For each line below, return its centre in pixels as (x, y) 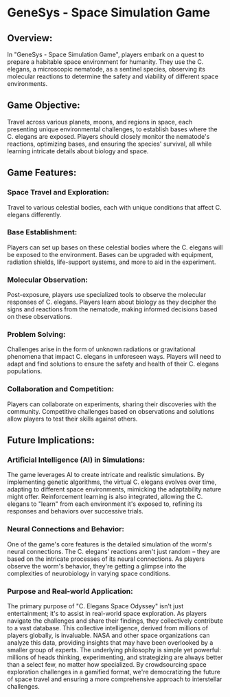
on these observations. (39, 317)
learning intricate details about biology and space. (78, 151)
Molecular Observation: (47, 280)
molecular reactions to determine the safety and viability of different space (113, 76)
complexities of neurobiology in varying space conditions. (89, 573)
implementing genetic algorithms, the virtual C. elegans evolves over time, (112, 482)
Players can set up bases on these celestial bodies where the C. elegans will (115, 247)
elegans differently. (34, 214)
